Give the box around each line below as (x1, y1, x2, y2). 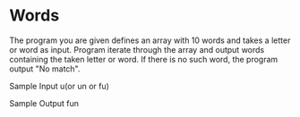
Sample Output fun (9, 97, 79, 108)
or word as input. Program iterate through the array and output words (9, 44, 265, 54)
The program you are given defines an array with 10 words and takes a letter (9, 35, 291, 46)
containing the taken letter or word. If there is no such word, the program (9, 54, 279, 64)
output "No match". (9, 63, 81, 74)
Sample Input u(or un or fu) (9, 80, 110, 91)
